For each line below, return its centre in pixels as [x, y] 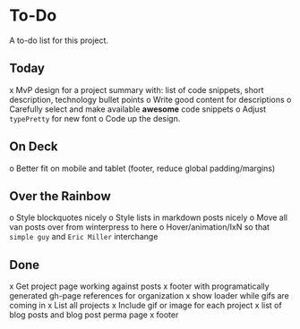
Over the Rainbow [60, 196]
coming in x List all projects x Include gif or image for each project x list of [146, 306]
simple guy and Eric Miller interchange [84, 237]
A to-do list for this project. [59, 40]
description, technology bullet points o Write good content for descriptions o [150, 99]
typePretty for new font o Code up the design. [95, 118]
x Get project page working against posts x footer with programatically [140, 286]
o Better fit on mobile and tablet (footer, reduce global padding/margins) [142, 168]
